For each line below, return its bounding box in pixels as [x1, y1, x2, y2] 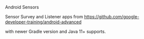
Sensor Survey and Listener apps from [5, 14, 84, 19]
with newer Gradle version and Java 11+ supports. [5, 29, 106, 34]
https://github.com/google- [84, 14, 140, 19]
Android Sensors [5, 4, 39, 10]
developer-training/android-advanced [5, 19, 82, 25]
